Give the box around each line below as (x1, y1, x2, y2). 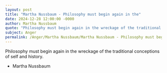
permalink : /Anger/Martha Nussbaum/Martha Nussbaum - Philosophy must (5, 35, 155, 40)
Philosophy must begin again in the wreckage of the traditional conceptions (5, 48, 160, 54)
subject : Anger (5, 30, 37, 35)
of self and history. (5, 53, 44, 59)
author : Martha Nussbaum (5, 21, 57, 26)
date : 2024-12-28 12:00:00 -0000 (5, 16, 75, 21)
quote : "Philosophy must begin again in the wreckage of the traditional (5, 26, 162, 31)
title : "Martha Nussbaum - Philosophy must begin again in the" (5, 12, 141, 17)
